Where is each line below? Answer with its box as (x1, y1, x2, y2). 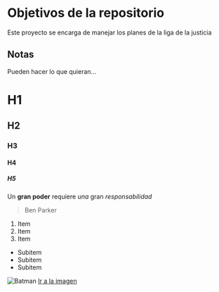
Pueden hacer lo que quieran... (7, 67, 97, 75)
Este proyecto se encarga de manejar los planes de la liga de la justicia (7, 28, 212, 37)
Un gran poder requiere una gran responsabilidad (7, 192, 152, 201)
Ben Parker (24, 205, 58, 214)
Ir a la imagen (37, 277, 77, 285)
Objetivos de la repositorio (7, 5, 165, 21)
